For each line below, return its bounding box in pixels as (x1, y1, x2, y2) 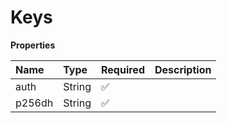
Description (154, 62, 212, 76)
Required (101, 62, 145, 76)
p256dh (15, 96, 54, 110)
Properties (10, 39, 56, 51)
